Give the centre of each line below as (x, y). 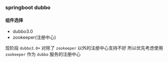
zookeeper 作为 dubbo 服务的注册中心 (43, 54)
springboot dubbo (28, 7)
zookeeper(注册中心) (34, 37)
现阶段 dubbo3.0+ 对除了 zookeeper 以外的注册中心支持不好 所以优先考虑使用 (84, 48)
